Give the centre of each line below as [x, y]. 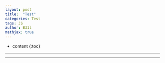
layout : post [18, 10]
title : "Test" [21, 14]
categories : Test [23, 19]
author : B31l [18, 28]
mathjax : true [20, 32]
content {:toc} [26, 46]
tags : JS [14, 23]
